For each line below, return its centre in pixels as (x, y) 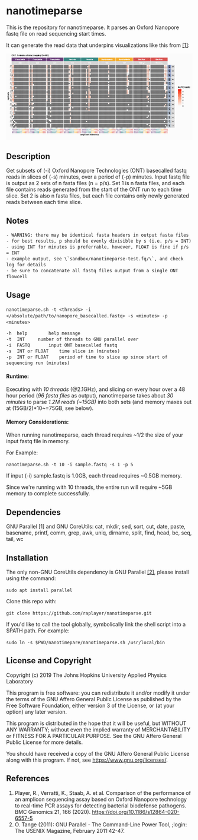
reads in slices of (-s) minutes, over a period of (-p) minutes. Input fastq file (98, 177)
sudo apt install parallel (39, 591)
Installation (27, 558)
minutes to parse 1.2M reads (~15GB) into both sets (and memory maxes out (99, 402)
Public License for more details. (45, 742)
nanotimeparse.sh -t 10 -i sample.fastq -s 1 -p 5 (70, 465)
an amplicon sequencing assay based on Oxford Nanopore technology (101, 799)
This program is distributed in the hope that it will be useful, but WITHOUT (96, 723)
